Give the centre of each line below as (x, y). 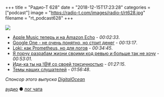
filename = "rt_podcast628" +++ (39, 18)
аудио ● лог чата (24, 89)
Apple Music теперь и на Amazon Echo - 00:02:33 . (66, 37)
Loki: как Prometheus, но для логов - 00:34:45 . (63, 48)
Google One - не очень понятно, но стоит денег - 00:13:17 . (75, 43)
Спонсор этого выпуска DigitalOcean (45, 79)
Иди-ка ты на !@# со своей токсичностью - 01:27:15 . (69, 64)
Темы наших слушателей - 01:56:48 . (51, 69)
